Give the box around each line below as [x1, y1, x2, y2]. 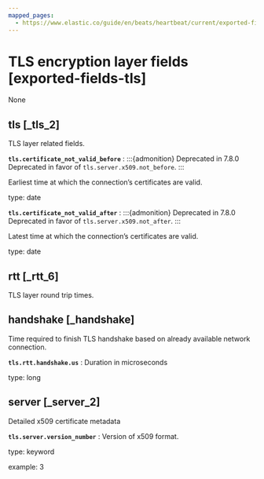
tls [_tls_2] [8, 118, 60, 131]
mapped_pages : [8, 11, 55, 20]
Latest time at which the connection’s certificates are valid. [8, 232, 199, 241]
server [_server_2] [8, 396, 101, 409]
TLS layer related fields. [8, 139, 85, 148]
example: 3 [8, 462, 45, 471]
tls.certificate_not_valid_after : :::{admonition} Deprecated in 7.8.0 [8, 208, 236, 218]
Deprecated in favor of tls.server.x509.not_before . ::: [8, 163, 185, 172]
